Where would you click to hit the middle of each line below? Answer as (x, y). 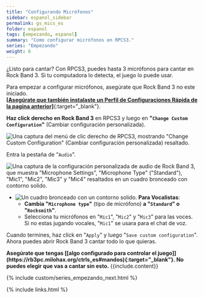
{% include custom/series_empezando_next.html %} (72, 277)
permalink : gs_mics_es (35, 23)
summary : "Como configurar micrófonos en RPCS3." (70, 40)
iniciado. (17, 93)
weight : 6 (19, 52)
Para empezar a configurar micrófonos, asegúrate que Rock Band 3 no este (101, 87)
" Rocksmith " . (40, 210)
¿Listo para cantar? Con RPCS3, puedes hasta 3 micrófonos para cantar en (100, 69)
